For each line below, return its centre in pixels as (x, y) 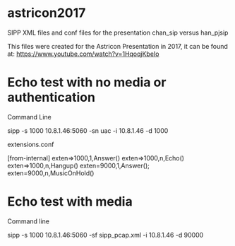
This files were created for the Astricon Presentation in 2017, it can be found (117, 46)
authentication (51, 98)
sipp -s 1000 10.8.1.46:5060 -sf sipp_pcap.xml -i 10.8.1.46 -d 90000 (106, 235)
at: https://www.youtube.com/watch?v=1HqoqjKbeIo (84, 54)
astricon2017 (47, 13)
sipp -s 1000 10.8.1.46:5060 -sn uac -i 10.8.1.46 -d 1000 (88, 130)
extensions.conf (31, 144)
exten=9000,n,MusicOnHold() (51, 173)
